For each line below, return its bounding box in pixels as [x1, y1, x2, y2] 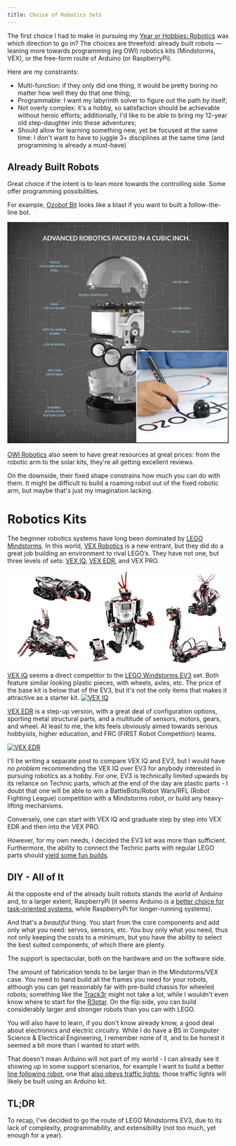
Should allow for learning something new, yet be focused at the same [17, 126, 218, 134]
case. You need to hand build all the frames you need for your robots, [7, 975, 209, 984]
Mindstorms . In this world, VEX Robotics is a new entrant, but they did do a [7, 541, 224, 551]
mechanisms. [25, 801, 64, 810]
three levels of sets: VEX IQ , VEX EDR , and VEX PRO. [7, 557, 159, 565]
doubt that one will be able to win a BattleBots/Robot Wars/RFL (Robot [7, 786, 210, 795]
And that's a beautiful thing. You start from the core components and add [7, 918, 220, 927]
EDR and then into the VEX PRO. [7, 822, 100, 831]
